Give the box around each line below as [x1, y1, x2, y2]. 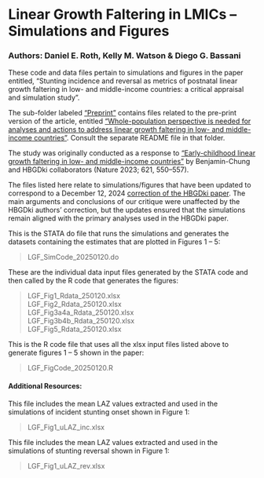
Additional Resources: [8, 381, 82, 391]
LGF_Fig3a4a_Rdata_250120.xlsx [27, 308, 134, 317]
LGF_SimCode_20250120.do [27, 253, 119, 262]
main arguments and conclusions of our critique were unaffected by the [8, 197, 240, 206]
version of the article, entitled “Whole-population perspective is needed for [8, 116, 251, 126]
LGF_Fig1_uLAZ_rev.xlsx [27, 461, 105, 470]
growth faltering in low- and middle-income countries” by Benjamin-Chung [8, 157, 251, 166]
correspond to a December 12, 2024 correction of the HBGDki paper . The [8, 188, 246, 198]
